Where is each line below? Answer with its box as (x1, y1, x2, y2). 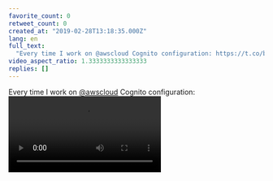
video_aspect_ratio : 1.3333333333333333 (8, 58, 148, 66)
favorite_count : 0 (8, 11, 71, 20)
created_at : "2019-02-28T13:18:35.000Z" (8, 27, 148, 35)
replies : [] (8, 65, 49, 73)
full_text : (8, 42, 45, 50)
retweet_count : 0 (8, 19, 67, 28)
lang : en (8, 34, 38, 43)
